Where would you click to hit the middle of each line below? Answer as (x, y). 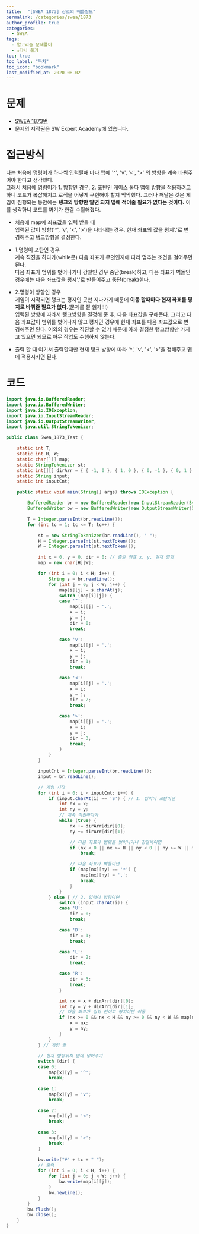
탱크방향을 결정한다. (58, 237)
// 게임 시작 (51, 787)
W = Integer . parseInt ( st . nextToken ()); (87, 547)
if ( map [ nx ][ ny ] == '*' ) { (103, 870)
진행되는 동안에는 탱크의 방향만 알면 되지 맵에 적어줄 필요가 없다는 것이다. (101, 202)
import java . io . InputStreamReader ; (50, 416)
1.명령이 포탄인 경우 (37, 250)
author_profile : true (33, 23)
